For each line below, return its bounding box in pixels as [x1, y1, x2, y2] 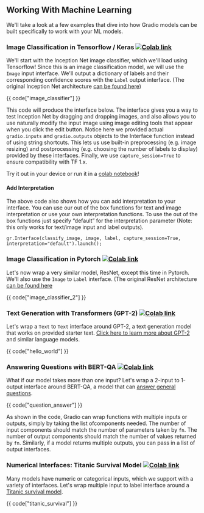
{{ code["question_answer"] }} [6, 401, 83, 409]
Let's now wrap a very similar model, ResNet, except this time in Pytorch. [6, 269, 190, 276]
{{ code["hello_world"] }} [6, 347, 69, 355]
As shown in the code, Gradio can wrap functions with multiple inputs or [6, 413, 188, 421]
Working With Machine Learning [6, 5, 132, 15]
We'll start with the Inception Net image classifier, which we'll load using [6, 57, 188, 64]
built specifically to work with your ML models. [6, 27, 124, 35]
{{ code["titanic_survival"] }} [6, 500, 78, 507]
